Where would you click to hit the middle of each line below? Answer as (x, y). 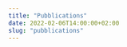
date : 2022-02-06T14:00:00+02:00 (64, 23)
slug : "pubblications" (46, 30)
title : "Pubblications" (48, 16)
